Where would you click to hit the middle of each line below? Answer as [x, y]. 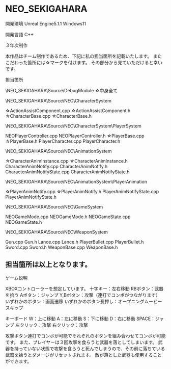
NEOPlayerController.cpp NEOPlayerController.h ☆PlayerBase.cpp [75, 136]
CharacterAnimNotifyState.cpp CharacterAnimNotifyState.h [67, 172]
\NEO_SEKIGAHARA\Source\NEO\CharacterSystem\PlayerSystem [73, 126]
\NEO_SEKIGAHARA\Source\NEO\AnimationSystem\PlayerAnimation [76, 181]
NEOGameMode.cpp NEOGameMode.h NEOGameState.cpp [68, 217]
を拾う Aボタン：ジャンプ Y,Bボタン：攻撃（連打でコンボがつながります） [83, 295]
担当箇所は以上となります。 [48, 265]
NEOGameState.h [24, 222]
